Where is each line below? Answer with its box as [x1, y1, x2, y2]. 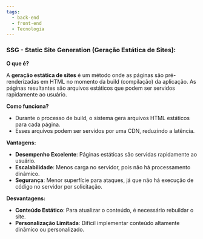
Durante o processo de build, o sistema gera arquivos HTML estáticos [15, 114, 190, 121]
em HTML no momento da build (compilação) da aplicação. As [40, 78, 196, 85]
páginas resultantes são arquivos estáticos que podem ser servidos [6, 84, 176, 92]
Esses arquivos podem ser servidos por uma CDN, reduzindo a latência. [15, 127, 195, 134]
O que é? [6, 59, 29, 67]
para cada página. [15, 121, 61, 128]
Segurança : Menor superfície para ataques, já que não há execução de [15, 177, 194, 184]
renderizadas [6, 78, 39, 85]
